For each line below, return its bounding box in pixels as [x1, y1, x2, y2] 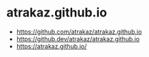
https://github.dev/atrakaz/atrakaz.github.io [16, 34, 140, 43]
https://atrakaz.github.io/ [16, 42, 87, 50]
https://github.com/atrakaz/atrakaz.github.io [16, 27, 142, 36]
